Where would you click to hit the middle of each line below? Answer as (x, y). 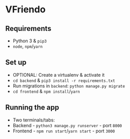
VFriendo (25, 10)
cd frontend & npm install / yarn (46, 91)
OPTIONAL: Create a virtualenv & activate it (59, 75)
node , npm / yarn (27, 46)
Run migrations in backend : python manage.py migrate (69, 85)
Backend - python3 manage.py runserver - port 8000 (67, 125)
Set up (16, 63)
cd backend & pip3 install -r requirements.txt (64, 80)
